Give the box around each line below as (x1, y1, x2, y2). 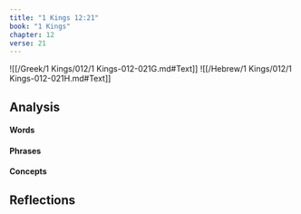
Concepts (9, 166, 47, 177)
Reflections (9, 192, 76, 208)
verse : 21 (9, 38, 47, 48)
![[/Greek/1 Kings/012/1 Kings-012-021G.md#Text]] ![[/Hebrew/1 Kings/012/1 (9, 63, 293, 74)
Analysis (9, 99, 61, 114)
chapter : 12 (9, 30, 54, 39)
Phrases (9, 145, 42, 156)
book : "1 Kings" (9, 22, 71, 31)
